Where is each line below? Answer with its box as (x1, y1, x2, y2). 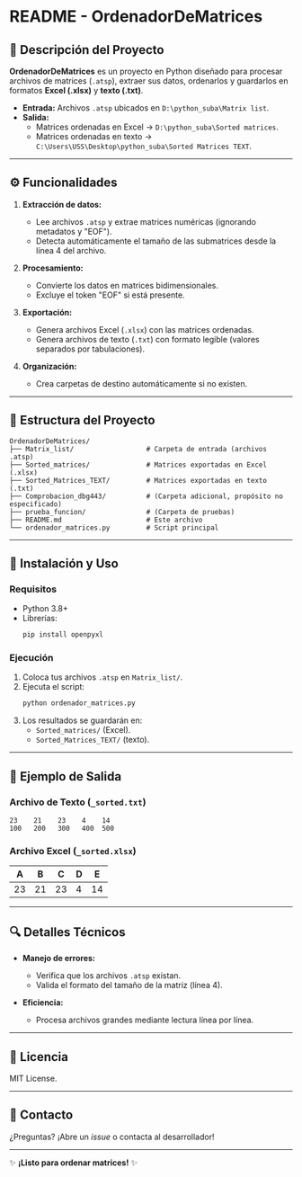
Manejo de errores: (22, 953, 96, 964)
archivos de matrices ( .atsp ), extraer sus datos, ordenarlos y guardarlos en (9, 76, 289, 86)
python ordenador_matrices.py (22, 699, 137, 708)
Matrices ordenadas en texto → (35, 131, 153, 141)
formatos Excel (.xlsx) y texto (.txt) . (9, 85, 144, 95)
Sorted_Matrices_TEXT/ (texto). (35, 735, 150, 745)
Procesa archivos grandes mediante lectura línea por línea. (35, 1014, 254, 1026)
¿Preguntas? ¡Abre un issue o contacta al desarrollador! (9, 1131, 215, 1142)
